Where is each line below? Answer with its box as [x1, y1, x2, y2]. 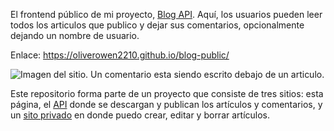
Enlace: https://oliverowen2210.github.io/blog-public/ [10, 49, 230, 61]
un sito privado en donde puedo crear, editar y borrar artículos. [10, 109, 271, 121]
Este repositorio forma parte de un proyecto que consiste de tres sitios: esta [10, 88, 324, 99]
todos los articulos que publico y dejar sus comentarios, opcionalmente [10, 19, 305, 31]
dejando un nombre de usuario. [10, 30, 140, 41]
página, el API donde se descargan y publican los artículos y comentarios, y [10, 99, 323, 110]
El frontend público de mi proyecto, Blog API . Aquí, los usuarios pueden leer [10, 9, 323, 20]
